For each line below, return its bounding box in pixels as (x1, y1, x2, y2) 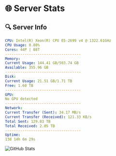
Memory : (5, 56, 21, 61)
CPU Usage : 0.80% (5, 43, 40, 47)
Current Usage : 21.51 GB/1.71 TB (5, 78, 72, 84)
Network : (5, 106, 23, 111)
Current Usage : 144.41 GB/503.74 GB (5, 61, 79, 66)
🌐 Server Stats (5, 3, 65, 14)
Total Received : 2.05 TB (5, 124, 55, 128)
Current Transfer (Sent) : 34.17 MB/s (5, 110, 81, 115)
